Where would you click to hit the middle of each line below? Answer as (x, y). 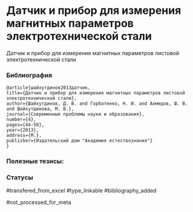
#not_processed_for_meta (39, 202)
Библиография (29, 75)
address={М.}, (24, 136)
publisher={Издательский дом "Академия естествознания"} (80, 141)
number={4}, (21, 120)
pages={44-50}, (25, 125)
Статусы (20, 177)
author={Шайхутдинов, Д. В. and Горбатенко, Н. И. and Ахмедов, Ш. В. (97, 104)
